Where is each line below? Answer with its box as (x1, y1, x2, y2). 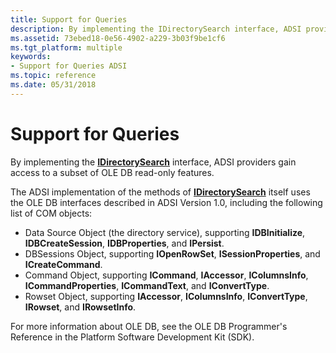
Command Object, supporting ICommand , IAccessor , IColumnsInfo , (24, 269, 309, 281)
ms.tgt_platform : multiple (10, 42, 123, 53)
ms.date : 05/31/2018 (10, 80, 97, 90)
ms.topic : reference (10, 71, 97, 81)
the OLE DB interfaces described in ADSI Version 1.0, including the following (10, 196, 323, 208)
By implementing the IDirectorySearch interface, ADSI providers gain (10, 156, 297, 168)
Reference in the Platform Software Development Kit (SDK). (10, 331, 255, 343)
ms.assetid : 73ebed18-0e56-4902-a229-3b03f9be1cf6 (10, 33, 226, 43)
